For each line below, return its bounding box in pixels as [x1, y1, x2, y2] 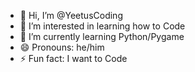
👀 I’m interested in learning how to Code [19, 20, 186, 32]
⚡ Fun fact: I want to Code [19, 53, 128, 64]
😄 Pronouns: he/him [19, 41, 105, 53]
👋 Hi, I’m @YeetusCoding [19, 10, 123, 21]
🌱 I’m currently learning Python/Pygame [19, 31, 185, 42]
